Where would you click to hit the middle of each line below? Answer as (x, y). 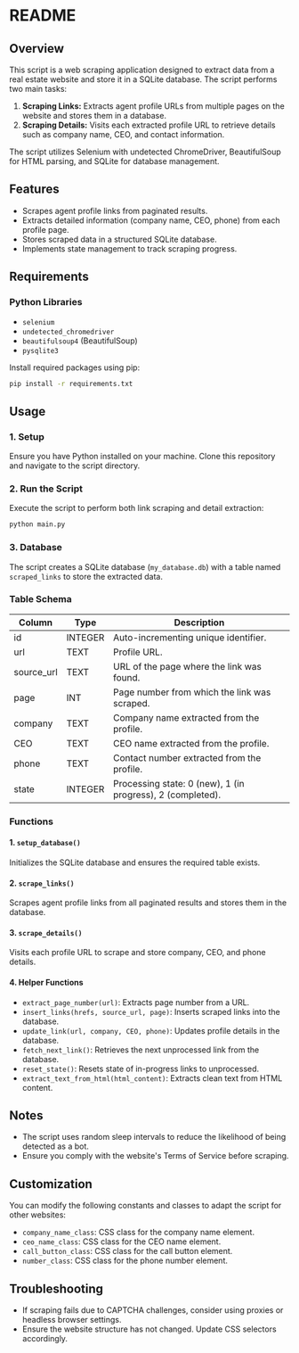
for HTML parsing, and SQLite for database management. (114, 161)
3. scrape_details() (46, 932)
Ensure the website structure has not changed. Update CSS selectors (149, 1329)
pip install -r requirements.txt (71, 384)
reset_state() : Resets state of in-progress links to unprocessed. (141, 1068)
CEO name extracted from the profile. (191, 743)
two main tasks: (38, 89)
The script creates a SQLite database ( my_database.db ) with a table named (145, 566)
